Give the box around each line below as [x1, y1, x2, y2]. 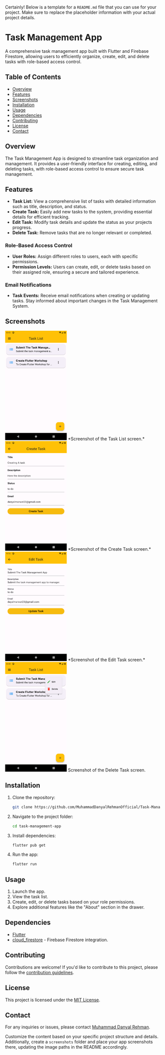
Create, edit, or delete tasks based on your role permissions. [12, 899, 135, 905]
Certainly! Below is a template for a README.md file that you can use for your [5, 4, 157, 10]
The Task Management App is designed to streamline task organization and [5, 155, 159, 161]
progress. [12, 224, 32, 231]
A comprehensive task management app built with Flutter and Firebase [5, 48, 149, 54]
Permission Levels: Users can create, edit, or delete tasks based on [12, 264, 151, 270]
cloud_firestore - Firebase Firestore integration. [12, 937, 108, 943]
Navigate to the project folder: [12, 813, 73, 819]
